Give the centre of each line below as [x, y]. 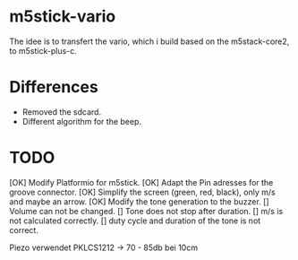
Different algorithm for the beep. [81, 121]
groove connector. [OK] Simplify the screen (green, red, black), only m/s [142, 192]
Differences [54, 87]
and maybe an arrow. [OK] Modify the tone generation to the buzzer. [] [140, 201]
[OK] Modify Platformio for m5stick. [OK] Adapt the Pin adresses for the [141, 182]
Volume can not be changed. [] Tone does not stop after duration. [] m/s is [146, 211]
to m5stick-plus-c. [43, 50]
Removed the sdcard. [61, 112]
